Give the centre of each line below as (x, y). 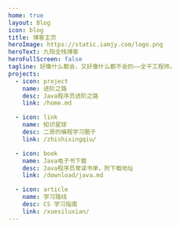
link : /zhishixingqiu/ (59, 139)
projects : (24, 74)
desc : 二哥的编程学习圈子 (59, 132)
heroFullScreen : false (45, 60)
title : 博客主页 (32, 37)
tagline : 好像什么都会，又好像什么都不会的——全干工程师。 (92, 67)
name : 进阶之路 (45, 88)
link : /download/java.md (63, 175)
